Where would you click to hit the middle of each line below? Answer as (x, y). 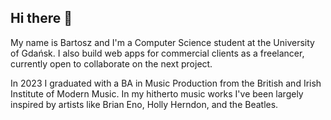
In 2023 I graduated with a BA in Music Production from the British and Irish (166, 83)
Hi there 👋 (41, 18)
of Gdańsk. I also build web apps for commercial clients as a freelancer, (157, 53)
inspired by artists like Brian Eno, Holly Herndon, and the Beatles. (144, 104)
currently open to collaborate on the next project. (111, 63)
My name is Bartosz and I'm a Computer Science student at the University (162, 42)
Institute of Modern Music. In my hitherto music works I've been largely (157, 93)
